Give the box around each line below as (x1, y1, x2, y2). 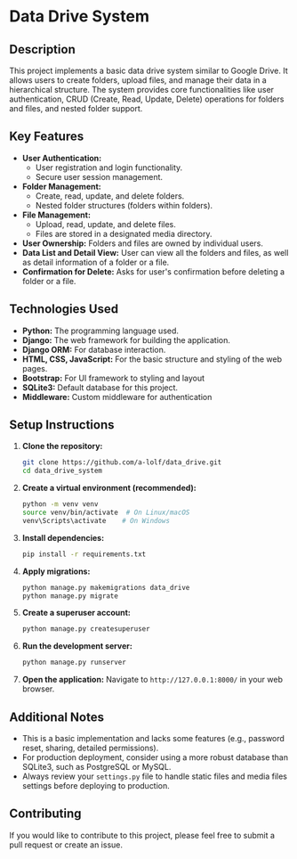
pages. (21, 363, 48, 373)
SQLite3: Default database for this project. (21, 381, 179, 393)
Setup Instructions (9, 417, 115, 433)
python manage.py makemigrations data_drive (21, 583, 190, 592)
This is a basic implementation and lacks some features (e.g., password (21, 733, 285, 743)
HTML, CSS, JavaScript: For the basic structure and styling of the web (21, 354, 283, 364)
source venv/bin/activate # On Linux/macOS (21, 508, 190, 518)
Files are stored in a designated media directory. (35, 228, 213, 239)
